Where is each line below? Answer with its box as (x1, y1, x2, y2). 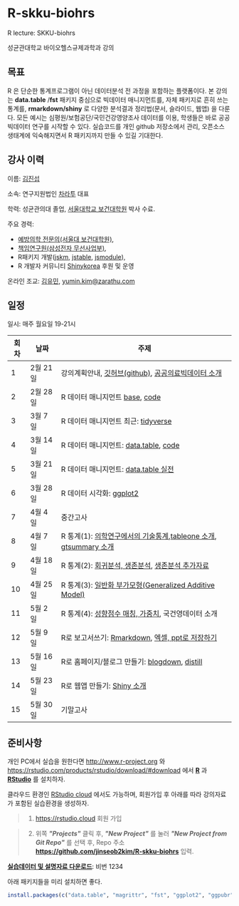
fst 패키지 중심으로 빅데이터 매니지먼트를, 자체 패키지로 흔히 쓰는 (49, 95, 229, 104)
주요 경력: (7, 220, 34, 228)
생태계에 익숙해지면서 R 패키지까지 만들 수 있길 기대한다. (7, 130, 164, 140)
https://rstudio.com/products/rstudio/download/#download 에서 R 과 (7, 766, 208, 775)
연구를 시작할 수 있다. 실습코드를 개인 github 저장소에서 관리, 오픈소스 (31, 122, 225, 130)
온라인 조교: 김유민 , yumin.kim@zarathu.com (7, 277, 135, 285)
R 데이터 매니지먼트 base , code (60, 392, 161, 402)
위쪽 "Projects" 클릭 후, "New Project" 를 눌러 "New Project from (35, 829, 228, 838)
